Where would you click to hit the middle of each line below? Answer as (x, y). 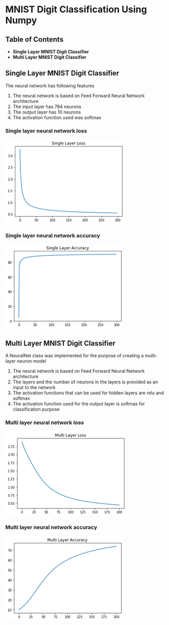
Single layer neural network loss (46, 131)
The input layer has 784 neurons (47, 106)
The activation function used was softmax (57, 117)
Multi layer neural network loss (45, 422)
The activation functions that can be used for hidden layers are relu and (88, 393)
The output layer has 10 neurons (47, 112)
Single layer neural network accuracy (53, 236)
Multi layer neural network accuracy (51, 527)
